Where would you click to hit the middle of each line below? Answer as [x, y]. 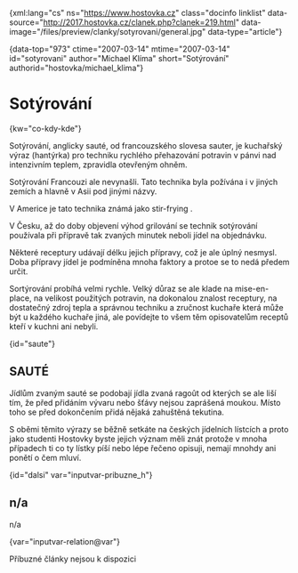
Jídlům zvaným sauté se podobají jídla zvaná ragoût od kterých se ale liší [143, 393]
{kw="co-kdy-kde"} [45, 128]
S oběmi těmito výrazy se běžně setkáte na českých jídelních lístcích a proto [149, 429]
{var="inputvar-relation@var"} [64, 541]
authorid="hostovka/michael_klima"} [77, 68]
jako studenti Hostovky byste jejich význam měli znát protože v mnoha [138, 439]
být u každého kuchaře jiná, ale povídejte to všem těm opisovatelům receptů [149, 317]
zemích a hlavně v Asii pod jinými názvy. [83, 191]
